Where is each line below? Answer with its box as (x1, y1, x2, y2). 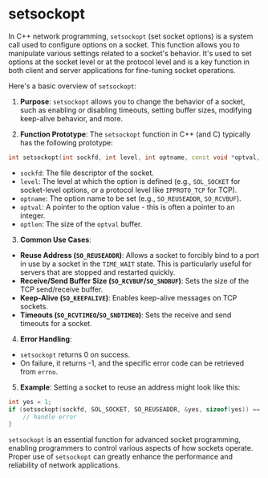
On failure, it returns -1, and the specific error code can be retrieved (19, 358, 245, 368)
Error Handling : (19, 334, 72, 344)
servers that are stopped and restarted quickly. (19, 267, 176, 277)
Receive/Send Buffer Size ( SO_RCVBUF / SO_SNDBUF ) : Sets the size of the (19, 276, 250, 285)
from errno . (19, 366, 59, 376)
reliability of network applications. (8, 460, 120, 470)
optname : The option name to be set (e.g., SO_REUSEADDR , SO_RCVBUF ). (19, 194, 242, 203)
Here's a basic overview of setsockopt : (8, 81, 137, 91)
